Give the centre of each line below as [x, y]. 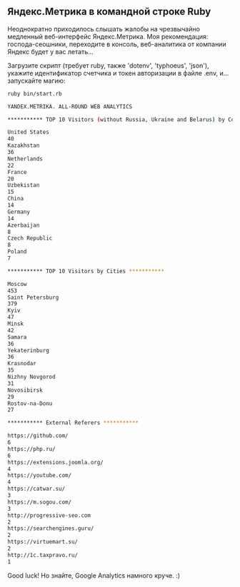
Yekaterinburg [29, 350]
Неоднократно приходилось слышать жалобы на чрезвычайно [104, 29]
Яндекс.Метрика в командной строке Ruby [109, 12]
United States [29, 132]
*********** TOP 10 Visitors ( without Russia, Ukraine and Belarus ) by [116, 119]
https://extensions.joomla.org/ [55, 462]
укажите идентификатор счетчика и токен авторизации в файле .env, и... [118, 73]
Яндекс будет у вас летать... [51, 51]
